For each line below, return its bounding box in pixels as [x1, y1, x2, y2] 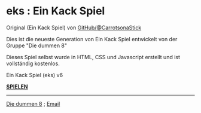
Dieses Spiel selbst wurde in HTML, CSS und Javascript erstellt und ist [6, 53, 181, 60]
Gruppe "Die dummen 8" [6, 42, 68, 49]
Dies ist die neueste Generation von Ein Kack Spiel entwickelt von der [6, 35, 178, 42]
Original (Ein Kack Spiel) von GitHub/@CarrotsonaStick [6, 24, 142, 31]
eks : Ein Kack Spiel [6, 4, 105, 18]
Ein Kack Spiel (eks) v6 [6, 71, 63, 78]
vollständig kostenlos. [6, 60, 60, 67]
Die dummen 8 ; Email [6, 100, 60, 107]
